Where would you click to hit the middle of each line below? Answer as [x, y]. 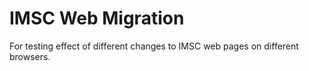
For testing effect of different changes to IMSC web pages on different [154, 46]
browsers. [30, 56]
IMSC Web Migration [97, 18]
